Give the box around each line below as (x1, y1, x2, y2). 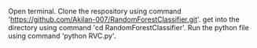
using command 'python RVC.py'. (8, 31, 116, 40)
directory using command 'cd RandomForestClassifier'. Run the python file (8, 23, 249, 32)
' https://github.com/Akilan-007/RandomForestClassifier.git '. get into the (8, 15, 240, 24)
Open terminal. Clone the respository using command (8, 7, 182, 15)
